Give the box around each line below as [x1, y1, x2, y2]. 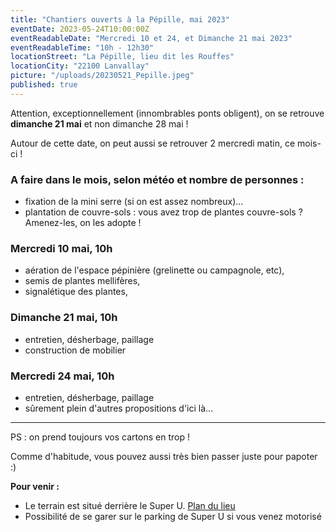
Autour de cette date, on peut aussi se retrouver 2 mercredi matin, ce [10, 137, 296, 149]
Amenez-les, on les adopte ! [24, 217, 142, 229]
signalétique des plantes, [24, 286, 128, 298]
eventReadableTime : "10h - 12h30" [10, 42, 155, 53]
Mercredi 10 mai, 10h [10, 241, 113, 255]
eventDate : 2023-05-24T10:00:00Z [10, 24, 150, 34]
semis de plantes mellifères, [24, 275, 141, 287]
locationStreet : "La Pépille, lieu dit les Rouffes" [10, 52, 235, 62]
